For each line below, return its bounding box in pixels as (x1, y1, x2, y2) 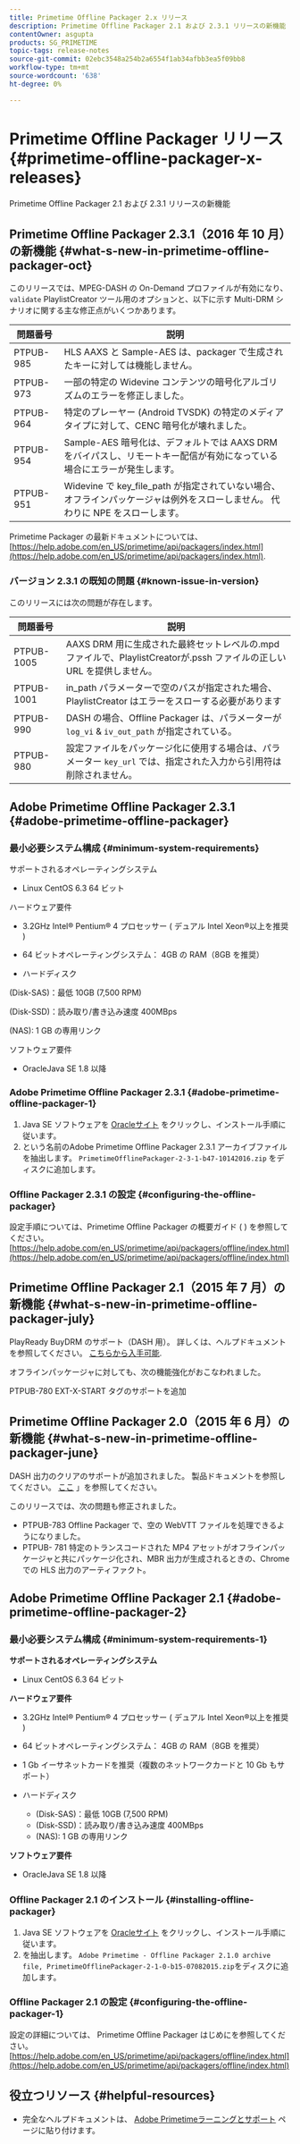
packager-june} (9, 1446, 99, 1461)
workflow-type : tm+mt (9, 63, 90, 72)
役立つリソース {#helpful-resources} (9, 2089, 216, 2104)
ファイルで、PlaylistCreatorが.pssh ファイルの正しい (65, 651, 287, 663)
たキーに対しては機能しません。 (63, 359, 198, 372)
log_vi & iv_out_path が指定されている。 (65, 725, 237, 738)
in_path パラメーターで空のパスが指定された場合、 (65, 681, 278, 694)
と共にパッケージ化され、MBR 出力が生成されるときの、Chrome (53, 1553, 290, 1564)
